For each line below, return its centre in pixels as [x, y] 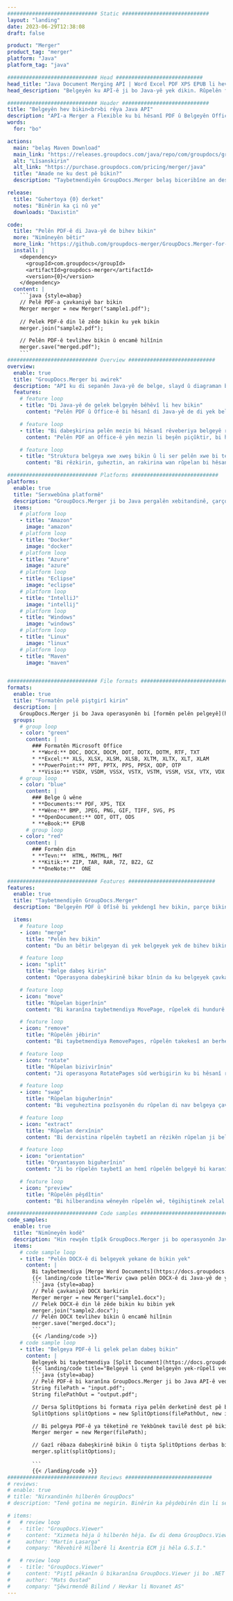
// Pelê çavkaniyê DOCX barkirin [80, 1291]
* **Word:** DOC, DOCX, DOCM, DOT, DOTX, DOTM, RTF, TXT [116, 752]
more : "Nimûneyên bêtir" [49, 238]
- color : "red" [42, 836]
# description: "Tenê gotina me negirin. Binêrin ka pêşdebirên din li [113, 1503]
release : [20, 193]
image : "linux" [48, 643]
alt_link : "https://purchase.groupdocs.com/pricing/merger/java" [110, 168]
